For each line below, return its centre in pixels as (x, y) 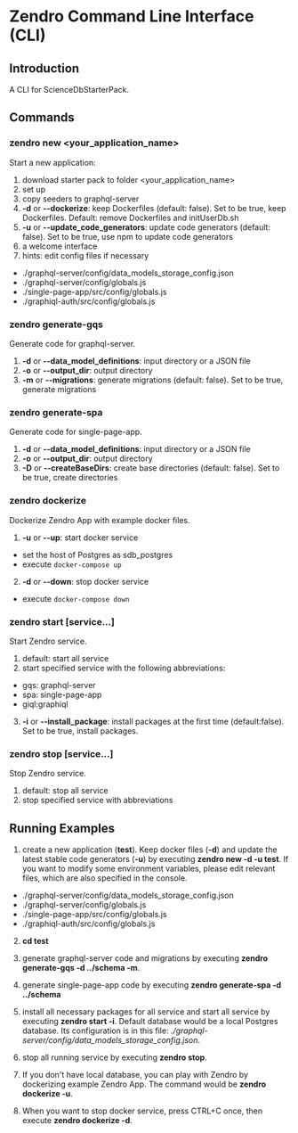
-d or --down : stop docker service (85, 581)
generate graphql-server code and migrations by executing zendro (145, 958)
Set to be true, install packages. (80, 731)
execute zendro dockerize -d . (77, 1120)
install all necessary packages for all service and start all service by (146, 1011)
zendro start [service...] (62, 621)
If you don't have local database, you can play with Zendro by (135, 1074)
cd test (35, 940)
